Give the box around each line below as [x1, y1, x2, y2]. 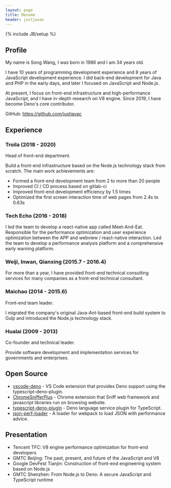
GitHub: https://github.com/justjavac [5, 111, 82, 117]
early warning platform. [5, 246, 55, 252]
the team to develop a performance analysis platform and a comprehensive [5, 240, 163, 246]
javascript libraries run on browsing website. [12, 399, 106, 405]
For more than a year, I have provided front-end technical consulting [5, 270, 149, 276]
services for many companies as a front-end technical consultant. [5, 275, 144, 282]
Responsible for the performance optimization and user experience [5, 229, 146, 236]
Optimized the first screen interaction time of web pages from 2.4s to [12, 194, 159, 200]
